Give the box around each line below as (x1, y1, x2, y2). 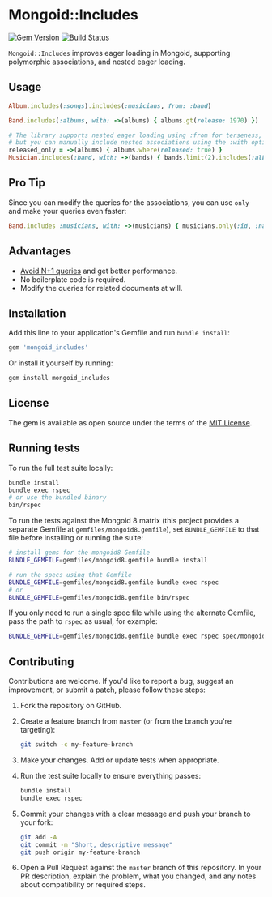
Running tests (8, 442, 81, 455)
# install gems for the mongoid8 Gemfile (8, 549, 151, 557)
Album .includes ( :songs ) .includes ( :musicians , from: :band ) (8, 101, 212, 110)
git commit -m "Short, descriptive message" (19, 840, 173, 848)
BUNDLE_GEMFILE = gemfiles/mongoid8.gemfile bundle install (8, 557, 208, 565)
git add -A (19, 833, 57, 841)
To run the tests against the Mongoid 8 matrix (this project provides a (8, 516, 240, 526)
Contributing (8, 655, 74, 668)
